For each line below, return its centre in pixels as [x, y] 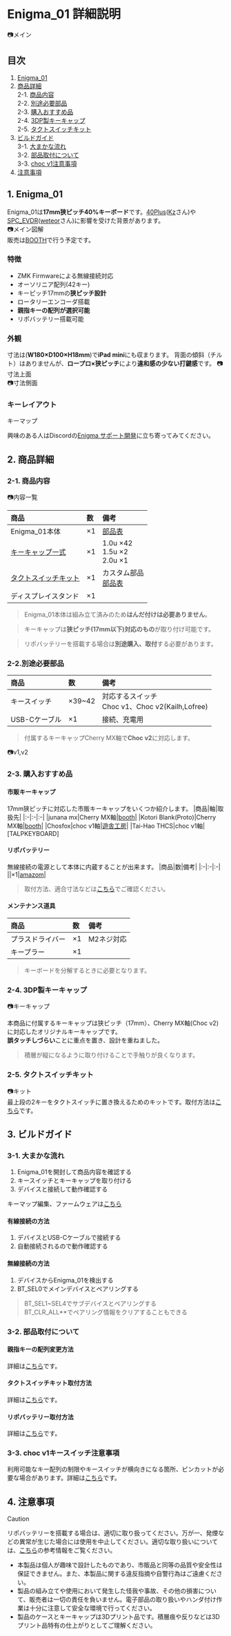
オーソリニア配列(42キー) [53, 284]
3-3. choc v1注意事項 [47, 164]
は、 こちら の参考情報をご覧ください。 [61, 1550]
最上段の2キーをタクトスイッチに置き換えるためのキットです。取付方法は [111, 1102]
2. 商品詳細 [31, 459]
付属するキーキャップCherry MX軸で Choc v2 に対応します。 [107, 738]
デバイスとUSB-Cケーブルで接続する [69, 1238]
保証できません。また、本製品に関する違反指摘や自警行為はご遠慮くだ [117, 1574]
